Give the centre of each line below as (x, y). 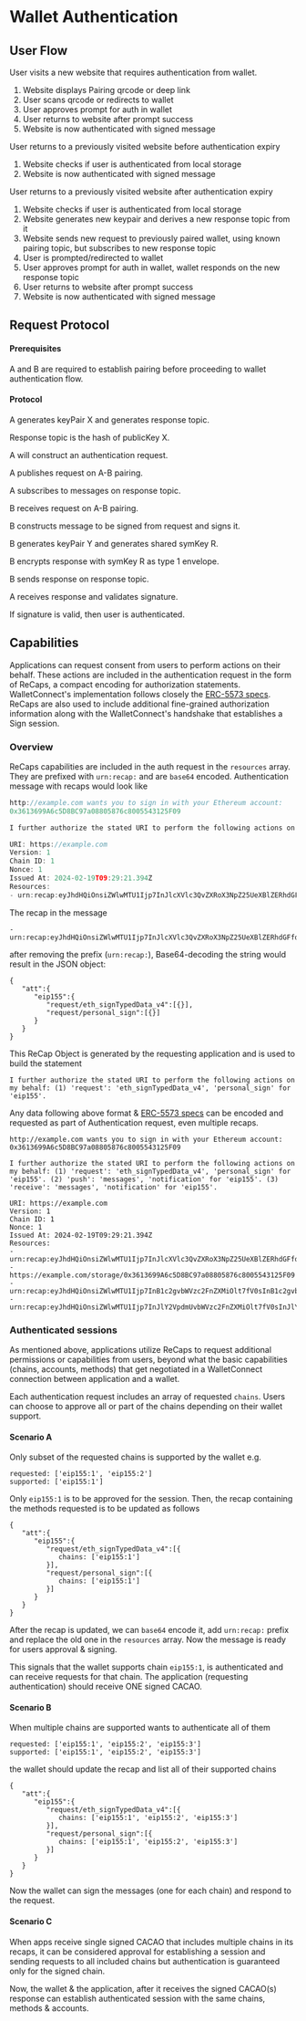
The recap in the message (58, 912)
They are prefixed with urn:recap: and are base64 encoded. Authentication (149, 776)
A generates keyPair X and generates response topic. (109, 419)
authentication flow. (46, 378)
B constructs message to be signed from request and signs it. (125, 526)
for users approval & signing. (63, 1649)
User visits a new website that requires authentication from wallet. (133, 72)
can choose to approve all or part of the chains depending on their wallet (146, 1406)
